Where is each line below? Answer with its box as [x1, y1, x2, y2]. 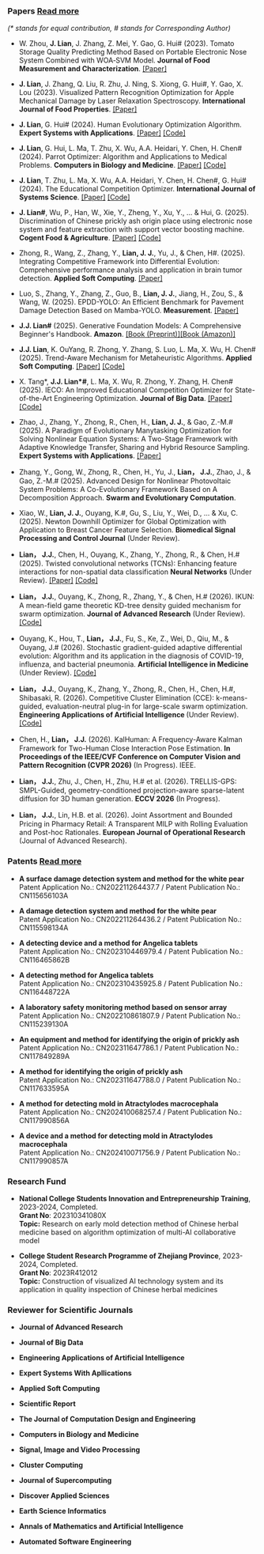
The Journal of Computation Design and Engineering [18, 1414, 196, 1424]
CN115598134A [18, 923, 69, 932]
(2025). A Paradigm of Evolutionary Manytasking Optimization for [18, 425, 232, 436]
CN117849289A [18, 1051, 70, 1061]
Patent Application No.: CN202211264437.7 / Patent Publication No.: [18, 882, 240, 891]
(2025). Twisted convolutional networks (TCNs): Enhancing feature [18, 559, 238, 569]
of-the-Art [18, 394, 53, 403]
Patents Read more [7, 856, 82, 867]
